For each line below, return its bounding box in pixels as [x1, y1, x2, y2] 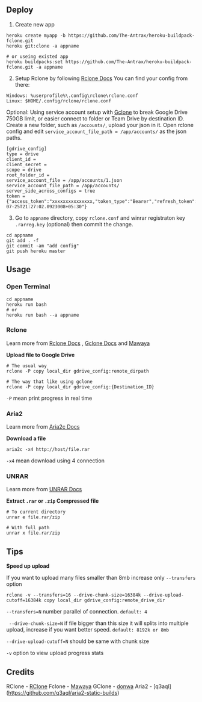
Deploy [6, 5, 34, 15]
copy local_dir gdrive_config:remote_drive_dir [44, 597, 165, 604]
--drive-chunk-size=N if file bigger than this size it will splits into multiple [8, 620, 189, 627]
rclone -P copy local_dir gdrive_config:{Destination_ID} [6, 384, 155, 390]
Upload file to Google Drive [6, 351, 75, 358]
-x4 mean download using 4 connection [6, 457, 105, 464]
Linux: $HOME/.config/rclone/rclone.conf [6, 98, 112, 104]
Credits [6, 666, 35, 677]
